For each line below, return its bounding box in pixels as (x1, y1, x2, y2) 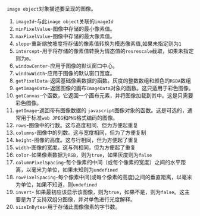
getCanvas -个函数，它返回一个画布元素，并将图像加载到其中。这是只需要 (15, 92, 193, 99)
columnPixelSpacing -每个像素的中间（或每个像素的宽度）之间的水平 (15, 159, 181, 166)
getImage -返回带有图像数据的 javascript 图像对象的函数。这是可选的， (15, 107, 188, 114)
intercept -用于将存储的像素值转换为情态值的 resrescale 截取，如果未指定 (15, 47, 194, 55)
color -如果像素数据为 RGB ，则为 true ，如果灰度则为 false (15, 151, 152, 158)
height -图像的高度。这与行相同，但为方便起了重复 (15, 136, 139, 144)
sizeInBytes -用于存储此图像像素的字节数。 (15, 204, 121, 210)
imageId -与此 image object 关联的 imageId (15, 18, 114, 25)
